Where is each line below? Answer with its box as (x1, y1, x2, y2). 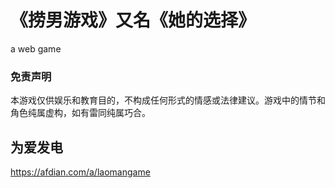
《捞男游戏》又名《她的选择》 (10, 9, 257, 32)
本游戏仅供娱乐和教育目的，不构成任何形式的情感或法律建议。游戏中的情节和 (10, 94, 326, 106)
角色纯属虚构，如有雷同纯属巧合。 (10, 107, 151, 119)
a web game (10, 42, 62, 55)
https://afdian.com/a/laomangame (10, 166, 151, 178)
